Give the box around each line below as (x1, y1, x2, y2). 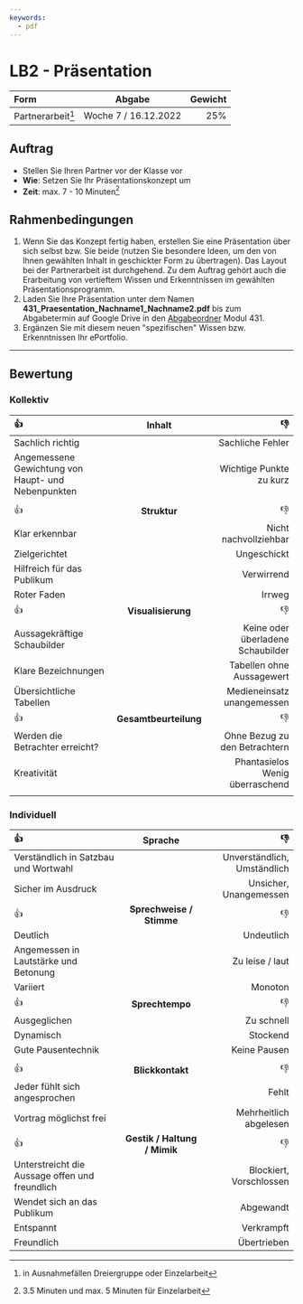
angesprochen (14, 1092, 76, 1104)
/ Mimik (144, 1144, 179, 1157)
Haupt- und (14, 474, 65, 486)
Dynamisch (14, 1029, 61, 1042)
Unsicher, (248, 877, 289, 890)
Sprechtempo (131, 998, 191, 1010)
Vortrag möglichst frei (14, 1112, 106, 1125)
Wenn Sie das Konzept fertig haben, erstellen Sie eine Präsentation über (22, 236, 291, 247)
